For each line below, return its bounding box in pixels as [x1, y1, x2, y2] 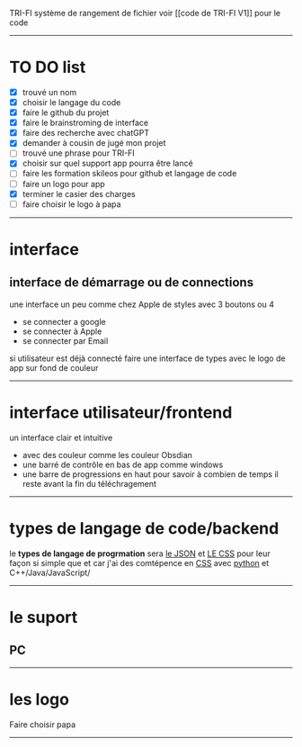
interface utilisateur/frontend [9, 402, 233, 422]
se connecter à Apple [22, 326, 102, 337]
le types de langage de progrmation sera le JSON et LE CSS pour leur [9, 548, 271, 559]
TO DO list [9, 58, 86, 77]
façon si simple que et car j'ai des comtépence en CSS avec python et [9, 557, 270, 568]
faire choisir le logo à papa [22, 198, 121, 210]
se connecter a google [22, 316, 106, 327]
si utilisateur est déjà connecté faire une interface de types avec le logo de [9, 353, 286, 364]
